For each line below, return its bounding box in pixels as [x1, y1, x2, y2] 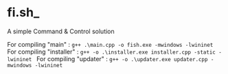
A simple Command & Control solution [7, 27, 115, 35]
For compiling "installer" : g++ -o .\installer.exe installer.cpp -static [7, 48, 216, 56]
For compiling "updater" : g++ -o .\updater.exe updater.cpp [36, 54, 208, 62]
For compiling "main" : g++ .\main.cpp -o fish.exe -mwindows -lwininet [7, 40, 214, 48]
